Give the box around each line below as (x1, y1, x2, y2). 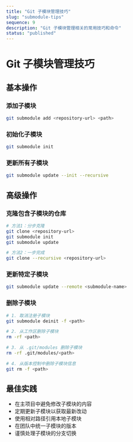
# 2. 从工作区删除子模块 (6, 329, 59, 335)
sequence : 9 (6, 19, 35, 25)
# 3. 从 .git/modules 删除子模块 (6, 345, 83, 351)
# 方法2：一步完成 (6, 250, 45, 256)
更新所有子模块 (6, 159, 49, 167)
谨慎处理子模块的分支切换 (14, 430, 77, 437)
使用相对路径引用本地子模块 (14, 415, 82, 422)
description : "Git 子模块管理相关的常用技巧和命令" (6, 25, 122, 31)
